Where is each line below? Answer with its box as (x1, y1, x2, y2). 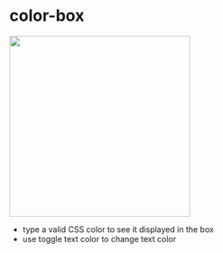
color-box (9, 5, 85, 26)
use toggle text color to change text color (22, 233, 177, 244)
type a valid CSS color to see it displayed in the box (22, 223, 214, 235)
